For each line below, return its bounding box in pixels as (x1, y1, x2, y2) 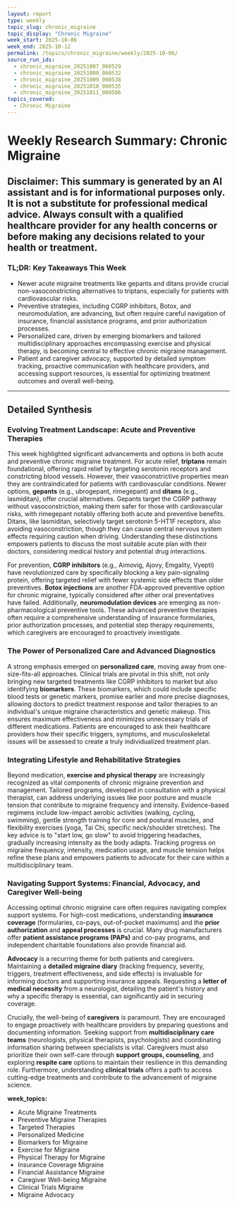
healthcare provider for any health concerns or (7, 220, 218, 232)
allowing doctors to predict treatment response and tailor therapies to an (7, 700, 218, 708)
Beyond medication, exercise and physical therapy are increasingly (7, 771, 205, 780)
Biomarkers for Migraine (17, 1138, 88, 1147)
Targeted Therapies (17, 1123, 75, 1132)
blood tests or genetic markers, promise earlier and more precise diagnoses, (7, 692, 230, 700)
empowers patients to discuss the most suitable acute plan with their (7, 539, 207, 548)
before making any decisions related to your (7, 231, 205, 243)
